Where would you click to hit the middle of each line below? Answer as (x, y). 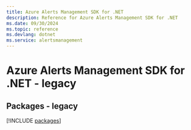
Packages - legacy (42, 106)
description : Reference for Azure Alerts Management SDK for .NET (92, 18)
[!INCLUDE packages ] (34, 121)
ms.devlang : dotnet (31, 35)
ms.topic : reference (33, 29)
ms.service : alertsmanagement (45, 40)
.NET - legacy (41, 84)
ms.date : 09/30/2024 (33, 23)
